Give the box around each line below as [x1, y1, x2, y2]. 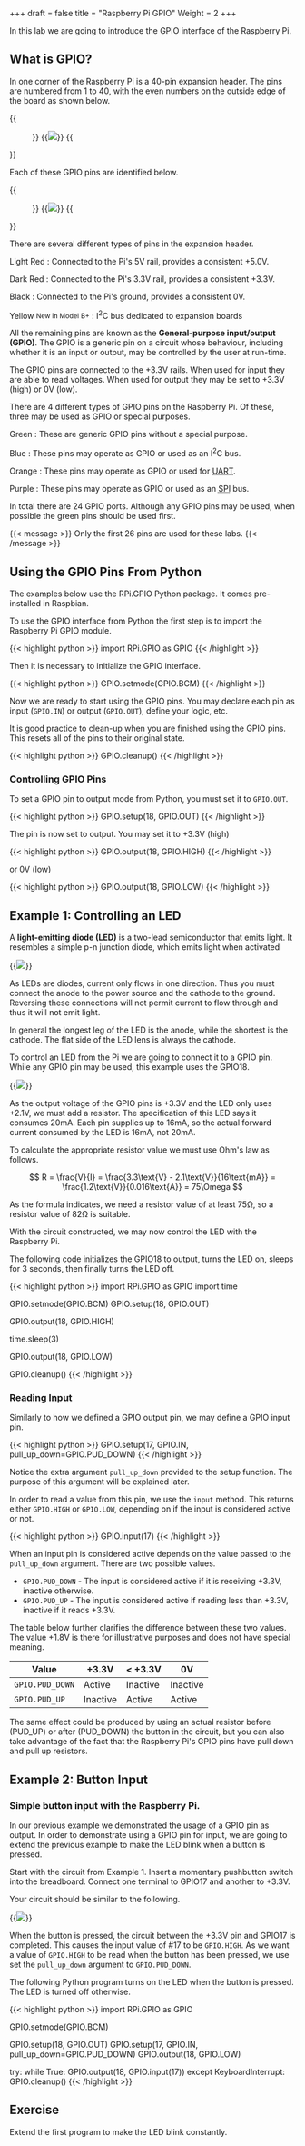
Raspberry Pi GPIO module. [9, 624, 112, 635]
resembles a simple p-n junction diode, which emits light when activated [9, 942, 280, 953]
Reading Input [9, 1391, 73, 1403]
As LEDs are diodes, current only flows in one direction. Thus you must [9, 978, 275, 989]
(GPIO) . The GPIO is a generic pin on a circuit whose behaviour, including [9, 337, 284, 348]
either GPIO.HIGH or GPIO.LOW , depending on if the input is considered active [9, 1503, 290, 1514]
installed [9, 597, 42, 608]
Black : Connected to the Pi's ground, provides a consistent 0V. [9, 291, 246, 302]
